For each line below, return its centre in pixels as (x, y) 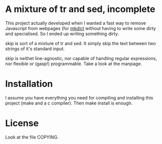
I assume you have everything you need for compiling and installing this (79, 97)
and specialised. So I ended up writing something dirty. (62, 33)
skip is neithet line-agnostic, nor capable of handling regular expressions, (81, 58)
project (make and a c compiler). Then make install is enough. (69, 103)
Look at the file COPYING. (32, 137)
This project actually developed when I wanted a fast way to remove (76, 23)
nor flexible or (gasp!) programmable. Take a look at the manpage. (73, 63)
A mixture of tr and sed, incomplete (80, 9)
